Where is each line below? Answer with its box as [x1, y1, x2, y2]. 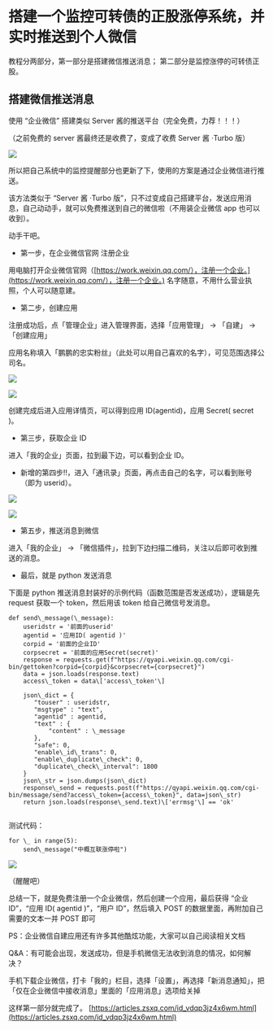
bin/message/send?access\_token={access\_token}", [8, 791, 184, 799]
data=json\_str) [186, 791, 242, 799]
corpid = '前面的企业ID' [23, 639, 102, 648]
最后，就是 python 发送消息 [19, 570, 112, 580]
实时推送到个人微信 [8, 28, 137, 46]
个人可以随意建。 [22, 286, 80, 295]
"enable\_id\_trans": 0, [33, 748, 118, 757]
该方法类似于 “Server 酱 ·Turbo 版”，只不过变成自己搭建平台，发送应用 [8, 193, 245, 203]
